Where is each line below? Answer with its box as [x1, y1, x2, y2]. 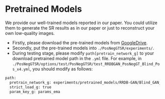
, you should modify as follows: [30, 66, 93, 72]
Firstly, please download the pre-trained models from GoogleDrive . [12, 39, 148, 45]
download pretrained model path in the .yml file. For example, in [12, 55, 142, 61]
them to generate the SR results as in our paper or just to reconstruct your [5, 25, 155, 31]
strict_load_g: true [9, 85, 52, 90]
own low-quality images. [5, 30, 55, 36]
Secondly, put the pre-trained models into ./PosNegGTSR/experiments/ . [12, 45, 155, 51]
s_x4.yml [12, 66, 30, 72]
